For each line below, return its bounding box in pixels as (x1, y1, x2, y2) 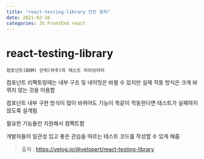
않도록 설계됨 (6, 107, 38, 114)
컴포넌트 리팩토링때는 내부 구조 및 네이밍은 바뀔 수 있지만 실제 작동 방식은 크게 (6, 79, 192, 86)
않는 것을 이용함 (17, 86, 55, 94)
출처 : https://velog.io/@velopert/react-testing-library (21, 146, 154, 153)
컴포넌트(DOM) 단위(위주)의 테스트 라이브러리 (6, 67, 105, 73)
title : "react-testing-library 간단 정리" (6, 8, 111, 15)
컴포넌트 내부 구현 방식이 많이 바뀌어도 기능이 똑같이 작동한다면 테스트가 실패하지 (6, 100, 199, 107)
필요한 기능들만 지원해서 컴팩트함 (6, 120, 85, 127)
